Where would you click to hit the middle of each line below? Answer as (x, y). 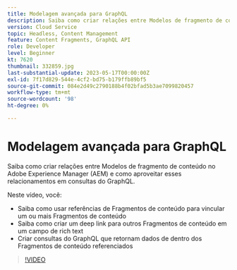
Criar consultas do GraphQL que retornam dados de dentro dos (110, 238)
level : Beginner (31, 54)
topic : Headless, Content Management (63, 33)
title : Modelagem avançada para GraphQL (68, 14)
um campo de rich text (50, 231)
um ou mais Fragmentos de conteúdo (72, 216)
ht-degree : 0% (28, 106)
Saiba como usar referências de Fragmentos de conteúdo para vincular (121, 208)
